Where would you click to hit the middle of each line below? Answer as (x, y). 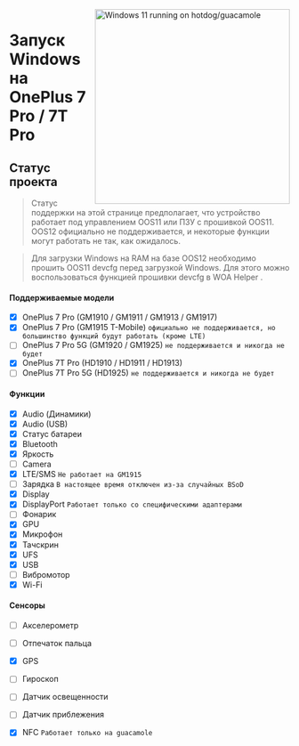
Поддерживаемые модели (62, 297)
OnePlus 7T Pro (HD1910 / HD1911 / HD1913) (102, 363)
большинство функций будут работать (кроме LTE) (114, 337)
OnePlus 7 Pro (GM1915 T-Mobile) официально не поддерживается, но (149, 328)
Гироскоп (40, 679)
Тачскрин (40, 544)
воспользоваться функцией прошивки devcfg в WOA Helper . (147, 277)
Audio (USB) (45, 424)
